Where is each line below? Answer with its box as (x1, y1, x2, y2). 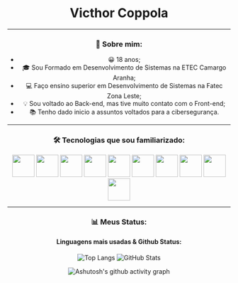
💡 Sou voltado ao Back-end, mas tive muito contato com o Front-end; (23, 100, 226, 108)
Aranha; (113, 73, 136, 82)
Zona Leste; (107, 92, 142, 100)
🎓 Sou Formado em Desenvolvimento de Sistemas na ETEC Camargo (22, 63, 227, 72)
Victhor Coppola (69, 5, 169, 21)
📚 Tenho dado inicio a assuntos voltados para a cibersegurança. (29, 108, 220, 117)
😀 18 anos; (108, 55, 141, 64)
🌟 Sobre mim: (95, 39, 143, 49)
